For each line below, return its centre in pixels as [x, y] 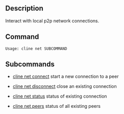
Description [24, 8]
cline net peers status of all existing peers [57, 106]
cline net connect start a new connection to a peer [66, 77]
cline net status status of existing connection [60, 96]
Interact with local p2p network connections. [52, 20]
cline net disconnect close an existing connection [65, 86]
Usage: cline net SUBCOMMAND [36, 49]
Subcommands [30, 64]
